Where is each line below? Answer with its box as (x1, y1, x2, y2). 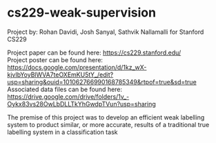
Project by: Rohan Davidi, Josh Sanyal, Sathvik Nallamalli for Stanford (7, 28, 204, 36)
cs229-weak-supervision (7, 5, 157, 21)
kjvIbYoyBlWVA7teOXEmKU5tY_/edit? (7, 70, 114, 79)
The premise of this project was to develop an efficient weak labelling (7, 113, 205, 122)
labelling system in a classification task (7, 128, 118, 136)
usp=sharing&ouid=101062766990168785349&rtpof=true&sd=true (7, 77, 197, 86)
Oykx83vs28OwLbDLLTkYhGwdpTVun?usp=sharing (7, 99, 157, 108)
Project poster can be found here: (7, 55, 104, 64)
